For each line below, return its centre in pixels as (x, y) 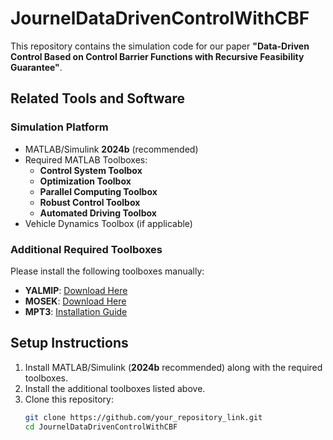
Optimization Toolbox (85, 181)
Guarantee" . (36, 67)
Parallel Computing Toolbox (98, 191)
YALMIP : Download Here (76, 290)
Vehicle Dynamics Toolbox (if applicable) (108, 223)
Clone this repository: (69, 399)
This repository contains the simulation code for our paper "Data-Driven (160, 46)
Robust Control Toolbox (90, 202)
